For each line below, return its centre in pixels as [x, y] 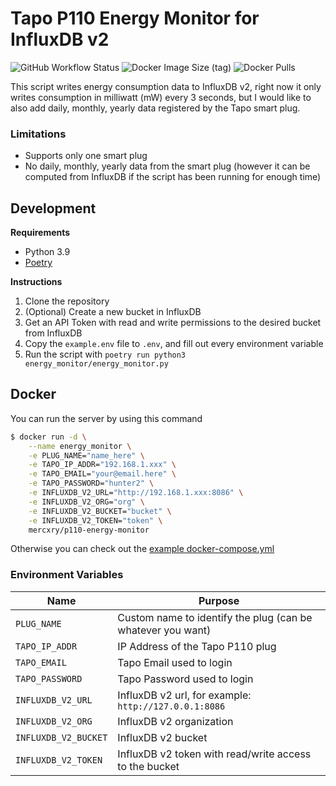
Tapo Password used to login [185, 679]
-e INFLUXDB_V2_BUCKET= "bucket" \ [100, 511]
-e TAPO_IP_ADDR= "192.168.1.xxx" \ [102, 465]
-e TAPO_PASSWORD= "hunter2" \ [91, 483]
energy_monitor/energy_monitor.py [96, 364]
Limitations [38, 134]
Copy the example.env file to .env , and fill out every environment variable [174, 344]
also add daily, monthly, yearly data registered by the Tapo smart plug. [155, 108]
